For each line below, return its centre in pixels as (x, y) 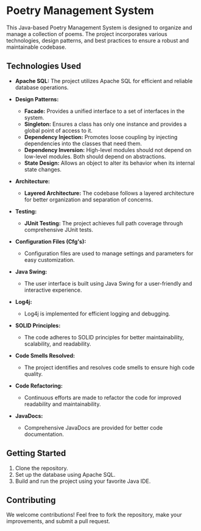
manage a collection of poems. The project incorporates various (87, 34)
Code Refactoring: (39, 386)
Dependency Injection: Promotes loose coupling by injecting (101, 137)
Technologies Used (44, 66)
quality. (33, 374)
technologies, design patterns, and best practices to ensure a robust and (98, 40)
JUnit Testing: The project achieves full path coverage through (104, 223)
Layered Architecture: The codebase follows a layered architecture (109, 193)
